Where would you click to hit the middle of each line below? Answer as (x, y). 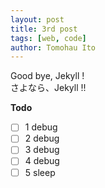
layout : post (37, 19)
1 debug (41, 127)
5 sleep (40, 172)
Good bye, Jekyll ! (47, 76)
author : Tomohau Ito (53, 47)
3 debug (42, 150)
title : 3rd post (44, 29)
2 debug (42, 138)
